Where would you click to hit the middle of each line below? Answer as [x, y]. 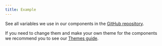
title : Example [21, 10]
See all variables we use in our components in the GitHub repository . [75, 23]
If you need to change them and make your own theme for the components [81, 33]
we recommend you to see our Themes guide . [52, 38]
